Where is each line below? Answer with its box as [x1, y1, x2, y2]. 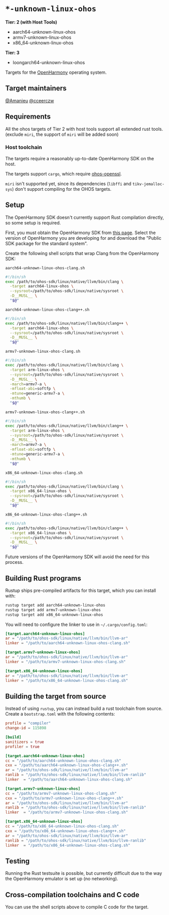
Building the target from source [5, 692, 107, 701]
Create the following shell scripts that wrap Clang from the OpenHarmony [5, 250, 159, 256]
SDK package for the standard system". [5, 240, 88, 246]
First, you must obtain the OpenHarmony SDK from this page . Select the [5, 230, 156, 236]
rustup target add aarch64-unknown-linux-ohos [5, 603, 106, 608]
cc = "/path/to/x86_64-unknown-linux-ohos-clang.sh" [5, 824, 119, 829]
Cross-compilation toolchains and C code [5, 890, 140, 899]
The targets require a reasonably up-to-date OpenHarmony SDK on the [5, 155, 154, 161]
